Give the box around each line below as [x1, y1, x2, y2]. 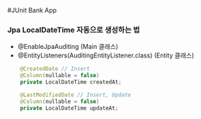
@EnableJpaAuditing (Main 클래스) [17, 42, 119, 51]
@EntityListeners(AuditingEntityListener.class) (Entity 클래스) [17, 51, 195, 59]
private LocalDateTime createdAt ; [20, 79, 122, 86]
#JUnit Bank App [7, 6, 57, 14]
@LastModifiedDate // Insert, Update [20, 91, 132, 98]
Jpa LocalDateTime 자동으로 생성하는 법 [7, 25, 140, 35]
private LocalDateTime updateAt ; [20, 104, 119, 112]
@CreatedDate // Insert [20, 65, 91, 73]
